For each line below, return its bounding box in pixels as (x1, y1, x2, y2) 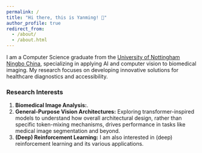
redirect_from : (6, 25, 45, 32)
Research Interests (6, 88, 64, 96)
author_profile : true (6, 20, 61, 26)
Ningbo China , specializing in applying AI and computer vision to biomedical (6, 60, 197, 67)
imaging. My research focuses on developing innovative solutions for (6, 67, 179, 73)
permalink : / (6, 8, 39, 15)
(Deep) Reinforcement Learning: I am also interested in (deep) (15, 134, 173, 141)
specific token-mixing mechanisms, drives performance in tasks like (15, 121, 186, 128)
